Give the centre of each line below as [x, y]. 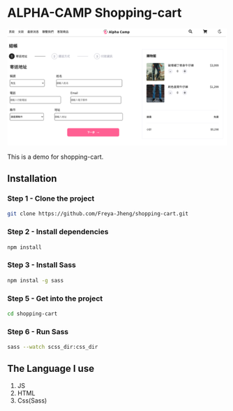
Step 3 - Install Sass [42, 265]
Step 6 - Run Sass [38, 331]
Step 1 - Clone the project [51, 199]
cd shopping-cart [32, 313]
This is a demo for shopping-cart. [55, 157]
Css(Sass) [32, 401]
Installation [32, 179]
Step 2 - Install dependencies [58, 232]
